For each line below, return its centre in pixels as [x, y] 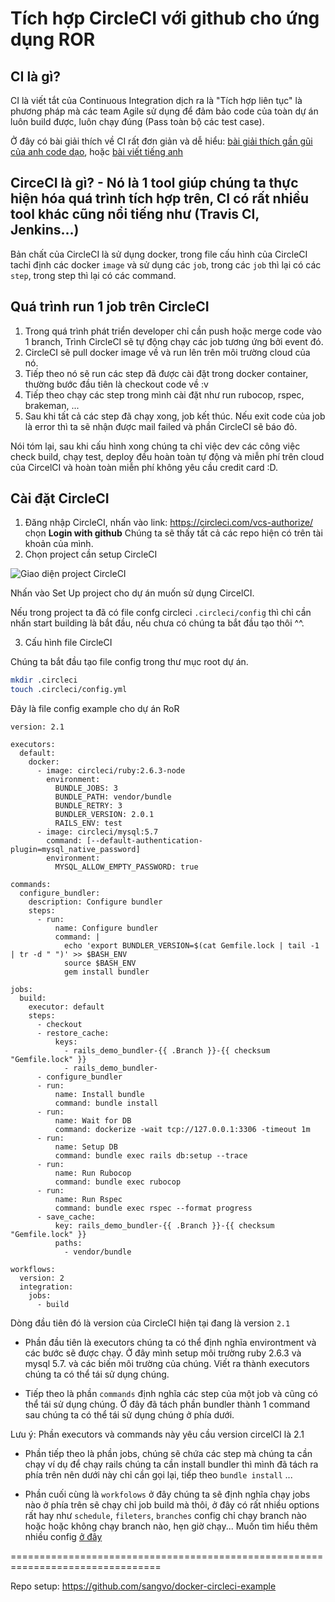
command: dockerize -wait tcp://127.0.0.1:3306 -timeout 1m [182, 1130]
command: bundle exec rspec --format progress [153, 1208]
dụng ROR [53, 39]
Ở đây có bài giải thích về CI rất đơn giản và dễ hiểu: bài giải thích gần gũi [161, 141]
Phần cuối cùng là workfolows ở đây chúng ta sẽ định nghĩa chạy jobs [167, 1494]
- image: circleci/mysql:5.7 [97, 832]
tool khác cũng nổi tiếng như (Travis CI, [135, 214]
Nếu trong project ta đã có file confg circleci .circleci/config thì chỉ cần [161, 613]
